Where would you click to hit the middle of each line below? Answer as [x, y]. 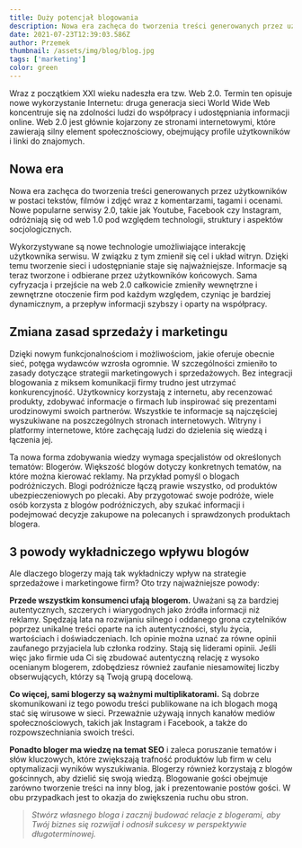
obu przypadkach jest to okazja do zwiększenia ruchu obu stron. [129, 798]
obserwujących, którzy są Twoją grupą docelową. [101, 677]
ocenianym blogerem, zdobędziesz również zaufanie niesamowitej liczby [145, 667]
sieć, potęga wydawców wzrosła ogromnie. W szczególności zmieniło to [143, 363]
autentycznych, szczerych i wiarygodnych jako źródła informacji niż [135, 610]
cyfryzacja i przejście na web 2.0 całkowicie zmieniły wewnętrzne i [133, 285]
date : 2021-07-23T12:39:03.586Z [70, 34]
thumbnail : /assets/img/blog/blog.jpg [82, 51]
